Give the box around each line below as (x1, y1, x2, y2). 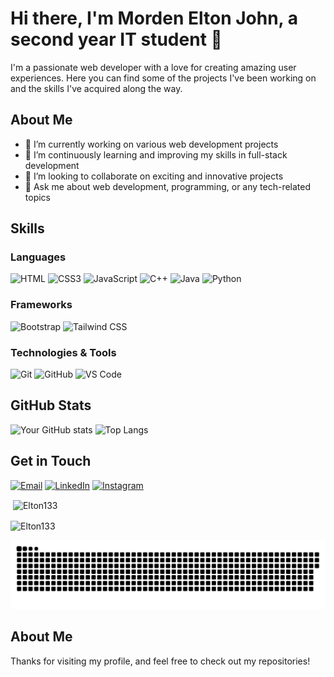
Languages (10, 250, 67, 264)
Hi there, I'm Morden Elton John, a (10, 7, 298, 30)
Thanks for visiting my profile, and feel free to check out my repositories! (10, 655, 311, 667)
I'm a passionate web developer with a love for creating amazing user (10, 61, 297, 73)
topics (24, 191, 51, 203)
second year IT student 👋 (10, 28, 223, 51)
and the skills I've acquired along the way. (10, 82, 183, 94)
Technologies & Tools (10, 345, 117, 359)
